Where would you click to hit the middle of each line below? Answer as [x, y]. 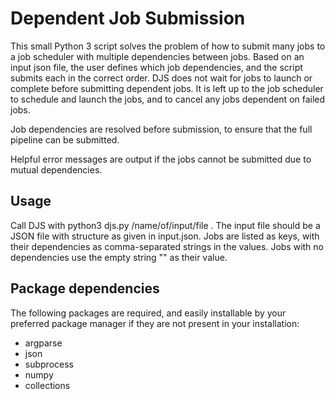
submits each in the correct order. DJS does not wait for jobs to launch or [161, 78]
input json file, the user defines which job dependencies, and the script [156, 67]
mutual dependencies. [56, 169]
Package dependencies [85, 288]
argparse [43, 343]
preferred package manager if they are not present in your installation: [155, 323]
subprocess [49, 364]
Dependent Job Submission [128, 18]
